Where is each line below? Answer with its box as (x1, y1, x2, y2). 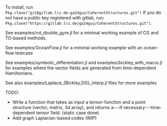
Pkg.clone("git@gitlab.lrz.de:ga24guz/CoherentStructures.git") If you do (5, 9, 161, 15)
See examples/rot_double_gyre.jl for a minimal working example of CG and (5, 30, 159, 35)
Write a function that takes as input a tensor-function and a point (12, 99, 146, 105)
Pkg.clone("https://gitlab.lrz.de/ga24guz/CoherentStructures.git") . (5, 20, 152, 26)
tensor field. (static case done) (36, 110, 99, 116)
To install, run (5, 4, 33, 10)
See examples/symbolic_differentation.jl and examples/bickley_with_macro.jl (5, 60, 162, 65)
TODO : (5, 90, 19, 95)
